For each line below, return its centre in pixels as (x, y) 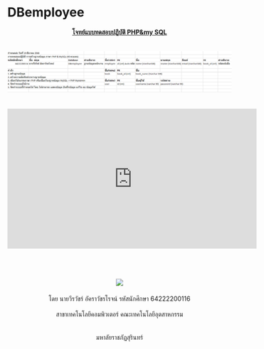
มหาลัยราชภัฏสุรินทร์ (120, 337)
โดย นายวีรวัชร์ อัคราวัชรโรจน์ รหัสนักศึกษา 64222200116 (120, 299)
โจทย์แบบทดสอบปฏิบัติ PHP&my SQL (120, 32)
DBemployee (46, 12)
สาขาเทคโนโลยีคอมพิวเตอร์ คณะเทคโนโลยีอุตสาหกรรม (120, 314)
